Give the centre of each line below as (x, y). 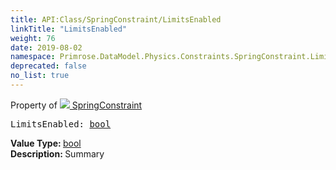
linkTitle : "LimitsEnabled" (69, 29)
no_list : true (40, 76)
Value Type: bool (46, 143)
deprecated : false (48, 66)
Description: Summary (57, 153)
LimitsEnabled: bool (61, 124)
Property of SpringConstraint (76, 105)
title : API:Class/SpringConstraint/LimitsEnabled (116, 19)
